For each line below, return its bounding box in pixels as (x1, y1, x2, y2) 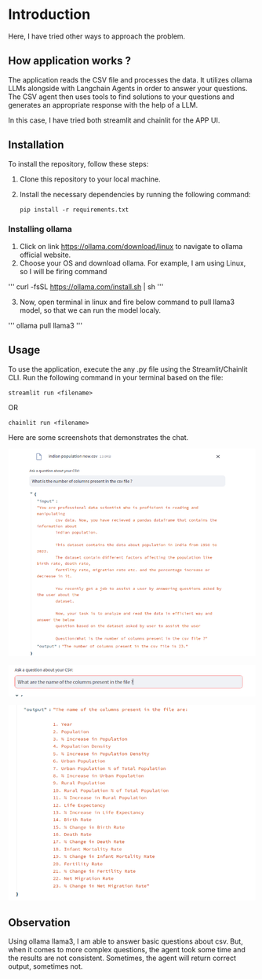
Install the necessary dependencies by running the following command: (19, 189, 251, 199)
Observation (8, 915, 71, 929)
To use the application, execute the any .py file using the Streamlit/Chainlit (8, 364, 249, 374)
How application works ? (8, 54, 132, 68)
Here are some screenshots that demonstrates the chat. (8, 432, 189, 442)
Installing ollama (8, 224, 73, 235)
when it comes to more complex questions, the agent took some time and (8, 944, 246, 954)
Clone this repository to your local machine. (19, 174, 161, 184)
